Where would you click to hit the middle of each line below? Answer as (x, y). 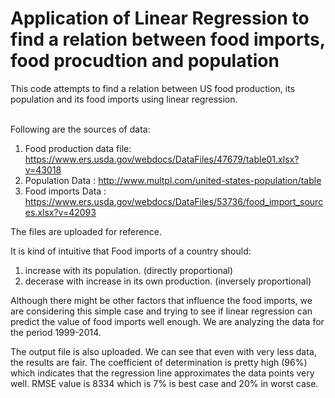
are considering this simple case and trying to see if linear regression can (161, 311)
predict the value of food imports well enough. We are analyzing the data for (167, 321)
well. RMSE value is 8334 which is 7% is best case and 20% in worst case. (164, 383)
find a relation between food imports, (168, 39)
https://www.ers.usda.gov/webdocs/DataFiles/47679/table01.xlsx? (162, 159)
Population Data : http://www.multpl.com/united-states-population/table (173, 180)
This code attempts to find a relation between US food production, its (153, 88)
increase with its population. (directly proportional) (129, 270)
